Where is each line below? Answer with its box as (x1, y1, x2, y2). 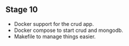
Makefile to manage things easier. (13, 32, 96, 40)
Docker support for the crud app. (13, 20, 94, 27)
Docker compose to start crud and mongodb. (13, 27, 124, 34)
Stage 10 (5, 5, 38, 15)
